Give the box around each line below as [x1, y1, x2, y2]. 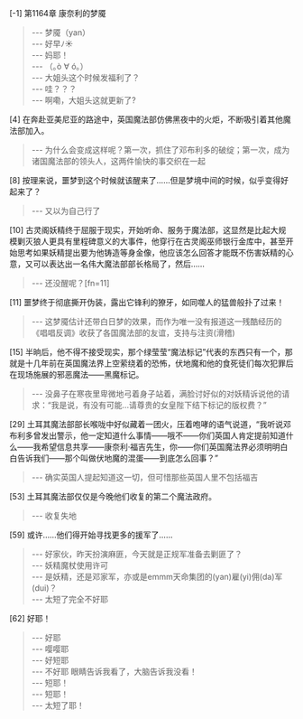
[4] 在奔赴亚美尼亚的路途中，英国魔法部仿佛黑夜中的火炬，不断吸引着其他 [9, 114, 284, 125]
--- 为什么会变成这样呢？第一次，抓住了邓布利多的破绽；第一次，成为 [31, 145, 290, 155]
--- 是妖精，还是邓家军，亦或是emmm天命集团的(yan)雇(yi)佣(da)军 [31, 572, 283, 582]
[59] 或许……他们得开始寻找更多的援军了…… [9, 529, 173, 540]
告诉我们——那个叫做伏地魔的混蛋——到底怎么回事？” [16, 453, 219, 463]
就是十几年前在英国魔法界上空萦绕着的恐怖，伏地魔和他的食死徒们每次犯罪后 [9, 358, 294, 369]
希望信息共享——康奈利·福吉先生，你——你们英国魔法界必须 [40, 442, 265, 452]
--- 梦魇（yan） [31, 27, 90, 38]
